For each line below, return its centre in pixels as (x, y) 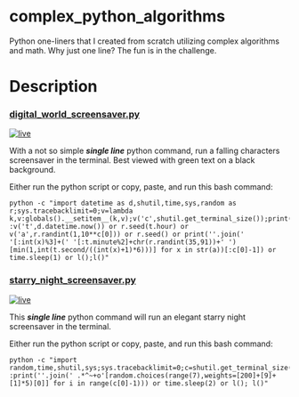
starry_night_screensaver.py (73, 280)
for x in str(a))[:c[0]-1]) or (218, 250)
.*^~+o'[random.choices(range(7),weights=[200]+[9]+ (177, 376)
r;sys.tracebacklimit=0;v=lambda (71, 211)
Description (53, 87)
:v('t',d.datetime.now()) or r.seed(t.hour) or (99, 227)
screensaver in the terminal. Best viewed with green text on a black (132, 160)
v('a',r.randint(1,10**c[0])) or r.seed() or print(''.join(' (127, 235)
